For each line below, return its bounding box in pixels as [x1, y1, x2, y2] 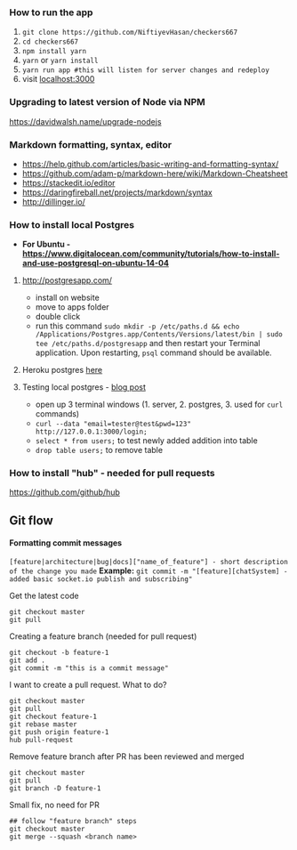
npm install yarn [21, 47, 87, 56]
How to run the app [9, 6, 93, 19]
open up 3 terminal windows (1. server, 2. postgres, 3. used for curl [35, 399, 284, 410]
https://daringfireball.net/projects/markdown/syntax [21, 187, 213, 198]
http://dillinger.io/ [21, 196, 86, 206]
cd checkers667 [21, 37, 79, 46]
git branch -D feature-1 [9, 784, 101, 793]
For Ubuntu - [21, 239, 71, 250]
